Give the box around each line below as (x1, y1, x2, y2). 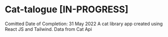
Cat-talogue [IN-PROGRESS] (5, 4, 129, 15)
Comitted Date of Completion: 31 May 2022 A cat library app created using (5, 21, 163, 27)
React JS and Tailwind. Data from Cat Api (5, 26, 92, 32)
